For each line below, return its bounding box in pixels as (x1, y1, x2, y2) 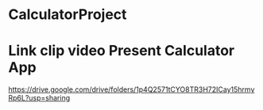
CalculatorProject (8, 6, 127, 24)
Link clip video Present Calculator (8, 42, 235, 60)
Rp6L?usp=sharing (8, 93, 71, 103)
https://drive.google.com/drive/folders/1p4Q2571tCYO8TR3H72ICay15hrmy (8, 85, 255, 94)
